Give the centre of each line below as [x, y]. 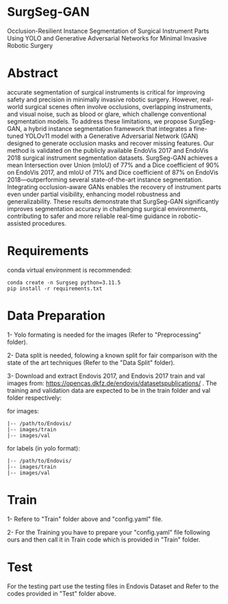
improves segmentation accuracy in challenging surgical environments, [107, 208]
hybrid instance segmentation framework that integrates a [111, 128]
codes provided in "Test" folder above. [62, 593]
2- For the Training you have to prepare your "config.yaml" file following [109, 532]
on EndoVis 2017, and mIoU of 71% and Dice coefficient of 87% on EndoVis [113, 172]
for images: [23, 411]
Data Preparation [56, 315]
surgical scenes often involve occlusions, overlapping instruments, [118, 106]
